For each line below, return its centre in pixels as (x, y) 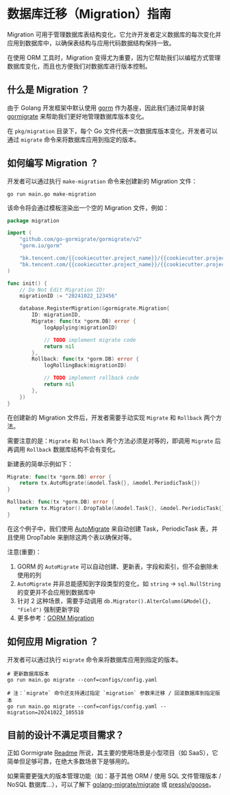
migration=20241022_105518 (46, 712)
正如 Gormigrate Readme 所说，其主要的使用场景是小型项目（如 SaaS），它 (113, 753)
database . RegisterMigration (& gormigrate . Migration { (94, 309)
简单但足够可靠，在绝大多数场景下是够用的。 (70, 761)
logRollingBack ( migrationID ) (85, 366)
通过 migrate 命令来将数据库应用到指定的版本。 (74, 139)
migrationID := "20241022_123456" (68, 296)
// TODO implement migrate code (90, 340)
